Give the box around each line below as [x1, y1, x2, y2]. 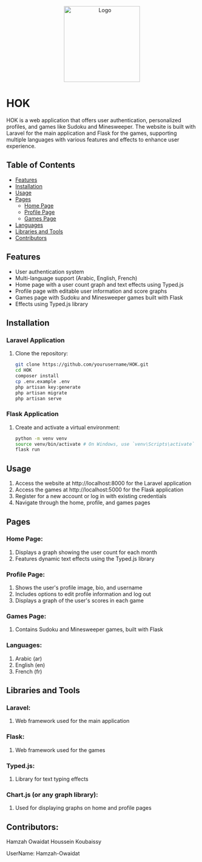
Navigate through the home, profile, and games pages [15, 499, 150, 507]
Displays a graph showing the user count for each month [15, 549, 158, 556]
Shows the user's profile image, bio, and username [15, 584, 143, 592]
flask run [15, 446, 41, 453]
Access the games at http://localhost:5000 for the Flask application [15, 486, 184, 493]
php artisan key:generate [15, 384, 81, 390]
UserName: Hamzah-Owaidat [6, 850, 80, 857]
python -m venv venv [15, 435, 67, 442]
